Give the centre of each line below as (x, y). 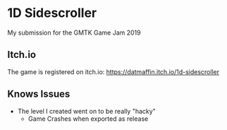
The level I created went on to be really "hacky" (87, 111)
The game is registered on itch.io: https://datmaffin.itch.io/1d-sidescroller (114, 71)
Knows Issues (39, 94)
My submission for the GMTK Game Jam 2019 (74, 32)
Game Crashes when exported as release (88, 119)
